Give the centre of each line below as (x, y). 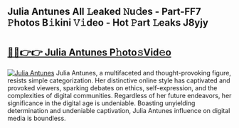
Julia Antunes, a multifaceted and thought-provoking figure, (143, 73)
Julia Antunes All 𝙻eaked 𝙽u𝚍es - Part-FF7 (104, 12)
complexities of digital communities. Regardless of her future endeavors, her (119, 96)
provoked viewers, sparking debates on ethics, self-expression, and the (112, 88)
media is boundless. (37, 118)
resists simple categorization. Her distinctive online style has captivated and (119, 80)
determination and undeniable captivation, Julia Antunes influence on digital (119, 111)
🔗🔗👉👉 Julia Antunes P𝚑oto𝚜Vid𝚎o (90, 52)
